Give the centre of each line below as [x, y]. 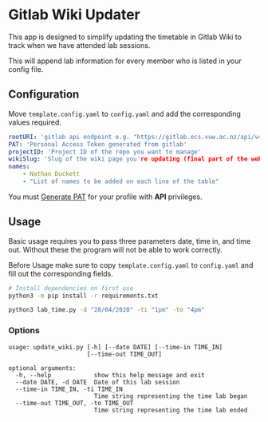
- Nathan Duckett [51, 174]
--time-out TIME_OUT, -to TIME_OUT [75, 403]
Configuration [44, 95]
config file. [26, 69]
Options [24, 331]
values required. [35, 122]
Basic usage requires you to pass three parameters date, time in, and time [130, 241]
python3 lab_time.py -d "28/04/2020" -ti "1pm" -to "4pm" [106, 310]
